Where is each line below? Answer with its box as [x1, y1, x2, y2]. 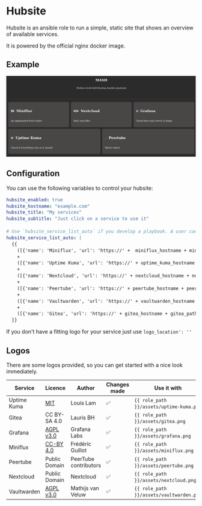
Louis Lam [70, 400, 96, 407]
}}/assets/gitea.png [134, 418, 186, 424]
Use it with [154, 384, 182, 391]
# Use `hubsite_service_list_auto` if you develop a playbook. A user [6, 228, 187, 235]
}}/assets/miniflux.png [134, 448, 194, 454]
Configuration [6, 168, 60, 178]
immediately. [6, 368, 38, 375]
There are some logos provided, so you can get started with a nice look [6, 361, 183, 368]
